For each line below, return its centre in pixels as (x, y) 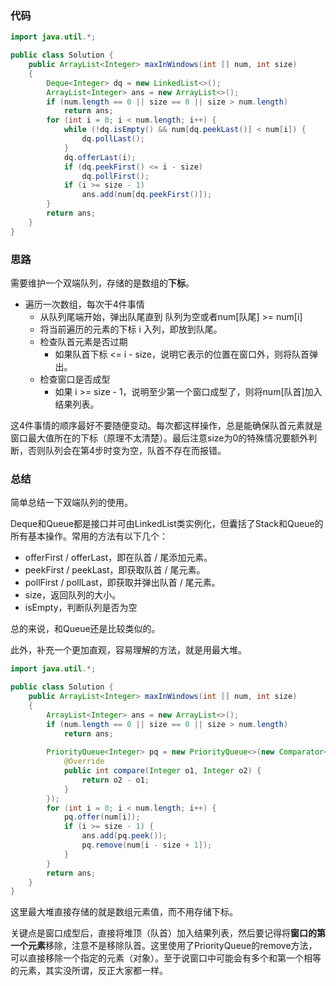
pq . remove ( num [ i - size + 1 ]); (147, 845)
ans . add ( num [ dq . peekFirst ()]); (147, 195)
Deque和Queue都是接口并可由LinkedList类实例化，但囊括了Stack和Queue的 (167, 524)
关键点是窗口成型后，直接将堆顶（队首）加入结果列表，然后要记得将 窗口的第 (168, 933)
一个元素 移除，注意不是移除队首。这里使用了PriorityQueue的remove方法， (164, 946)
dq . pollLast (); (113, 139)
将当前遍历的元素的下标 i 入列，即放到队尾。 (131, 329)
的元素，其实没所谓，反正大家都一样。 (89, 971)
